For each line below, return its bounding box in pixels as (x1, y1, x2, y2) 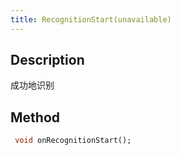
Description (10, 52, 85, 69)
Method (10, 109, 61, 126)
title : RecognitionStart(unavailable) (10, 14, 172, 25)
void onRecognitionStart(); (14, 136, 132, 146)
